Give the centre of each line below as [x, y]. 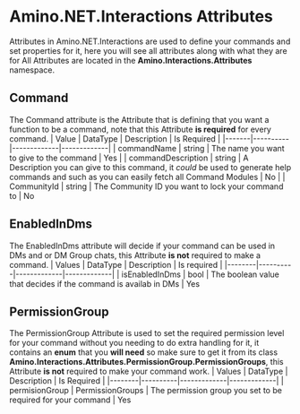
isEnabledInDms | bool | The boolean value [201, 274]
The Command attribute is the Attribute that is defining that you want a [139, 119]
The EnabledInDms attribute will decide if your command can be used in [142, 246]
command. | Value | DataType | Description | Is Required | [115, 138]
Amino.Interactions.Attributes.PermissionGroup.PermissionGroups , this [146, 362]
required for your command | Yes [70, 400]
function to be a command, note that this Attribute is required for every [140, 129]
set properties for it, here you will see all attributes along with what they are [149, 50]
